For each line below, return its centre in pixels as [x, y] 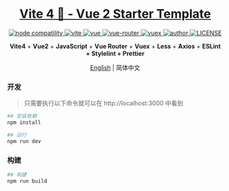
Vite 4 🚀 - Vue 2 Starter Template [115, 14]
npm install [24, 123]
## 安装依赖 [22, 116]
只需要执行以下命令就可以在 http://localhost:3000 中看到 [104, 103]
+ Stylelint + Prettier [115, 53]
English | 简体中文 [115, 67]
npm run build [27, 181]
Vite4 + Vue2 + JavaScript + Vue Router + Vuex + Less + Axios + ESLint [115, 46]
